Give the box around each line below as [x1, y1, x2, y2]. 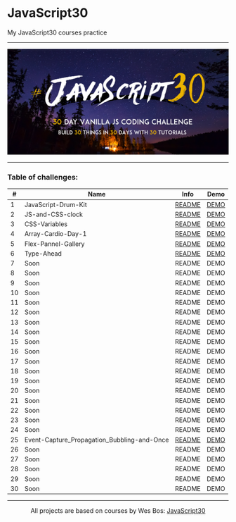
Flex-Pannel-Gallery [24, 240, 85, 248]
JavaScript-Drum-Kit [24, 200, 88, 209]
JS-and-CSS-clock [24, 210, 83, 218]
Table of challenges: [7, 172, 79, 182]
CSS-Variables [24, 220, 68, 228]
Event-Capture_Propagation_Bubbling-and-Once [24, 435, 169, 444]
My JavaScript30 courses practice [7, 28, 107, 37]
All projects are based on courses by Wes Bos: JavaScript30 [30, 507, 206, 515]
